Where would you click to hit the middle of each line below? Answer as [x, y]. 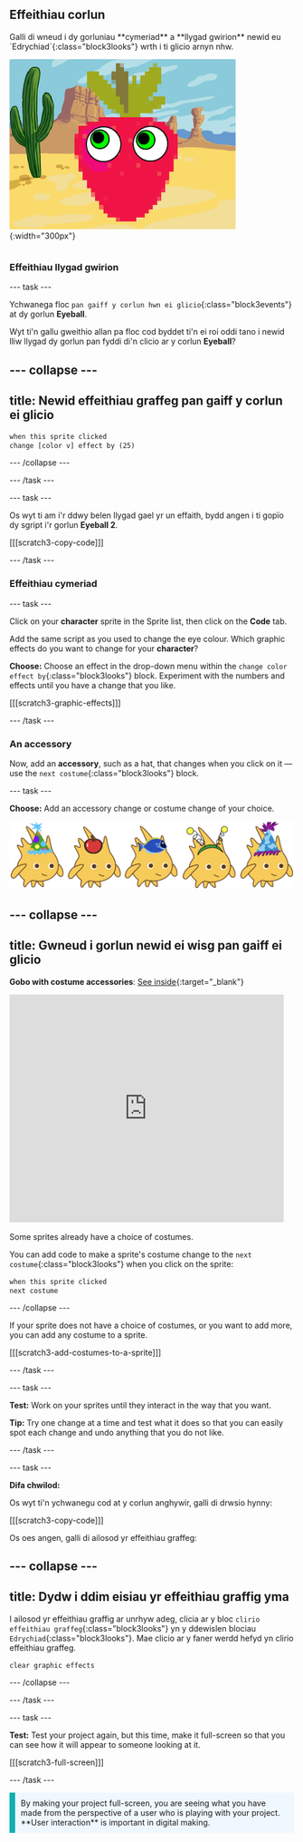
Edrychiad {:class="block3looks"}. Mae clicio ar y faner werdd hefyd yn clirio [151, 1638]
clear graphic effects [52, 1665]
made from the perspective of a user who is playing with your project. [151, 1812]
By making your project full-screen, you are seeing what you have [144, 1803]
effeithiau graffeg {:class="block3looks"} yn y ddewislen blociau [133, 1628]
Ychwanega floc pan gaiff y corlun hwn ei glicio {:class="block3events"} [151, 305]
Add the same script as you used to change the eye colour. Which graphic [147, 638]
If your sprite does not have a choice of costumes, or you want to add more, [151, 1325]
